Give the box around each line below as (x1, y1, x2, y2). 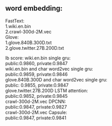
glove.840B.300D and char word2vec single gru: (5, 76, 108, 82)
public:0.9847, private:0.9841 (5, 115, 67, 121)
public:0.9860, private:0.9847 (5, 60, 68, 66)
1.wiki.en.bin (5, 23, 32, 29)
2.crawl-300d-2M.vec (5, 28, 52, 35)
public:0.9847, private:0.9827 (5, 103, 67, 110)
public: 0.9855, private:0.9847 (5, 82, 69, 88)
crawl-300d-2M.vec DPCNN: (5, 98, 66, 104)
